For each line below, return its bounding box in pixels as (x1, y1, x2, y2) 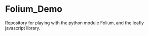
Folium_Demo (5, 3, 63, 15)
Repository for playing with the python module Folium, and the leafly (5, 20, 144, 26)
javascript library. (5, 25, 40, 31)
